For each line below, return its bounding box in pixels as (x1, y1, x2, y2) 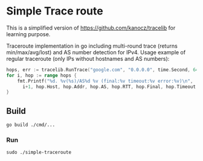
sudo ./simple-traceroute (6, 150, 71, 156)
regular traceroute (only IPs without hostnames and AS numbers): (6, 55, 170, 62)
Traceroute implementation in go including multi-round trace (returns (6, 42, 178, 49)
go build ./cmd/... (6, 122, 56, 128)
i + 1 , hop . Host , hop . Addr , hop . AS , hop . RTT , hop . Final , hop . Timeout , (22, 83, 199, 90)
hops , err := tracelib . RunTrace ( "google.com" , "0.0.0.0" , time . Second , (6, 66, 190, 73)
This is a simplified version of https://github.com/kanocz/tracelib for (6, 24, 176, 31)
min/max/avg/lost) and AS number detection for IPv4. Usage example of (6, 48, 186, 55)
